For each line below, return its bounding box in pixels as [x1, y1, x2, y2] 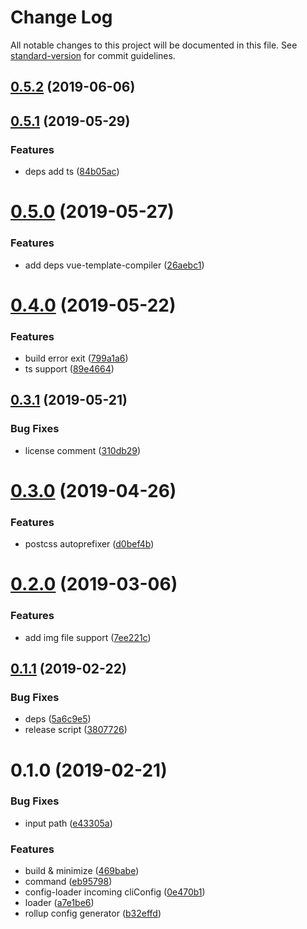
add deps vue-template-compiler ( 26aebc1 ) [24, 259, 205, 271]
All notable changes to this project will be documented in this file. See [10, 39, 298, 51]
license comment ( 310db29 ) [24, 444, 142, 456]
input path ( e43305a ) [24, 817, 113, 829]
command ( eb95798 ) [24, 876, 113, 888]
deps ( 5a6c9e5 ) [24, 713, 92, 725]
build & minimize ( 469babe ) [24, 865, 140, 877]
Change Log [10, 6, 113, 29]
